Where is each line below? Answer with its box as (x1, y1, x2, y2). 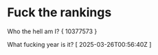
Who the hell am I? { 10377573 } (7, 27, 98, 35)
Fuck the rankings (7, 5, 112, 20)
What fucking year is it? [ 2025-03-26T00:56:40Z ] (7, 40, 152, 48)
